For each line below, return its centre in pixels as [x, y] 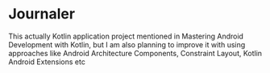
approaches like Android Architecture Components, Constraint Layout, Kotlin [135, 53]
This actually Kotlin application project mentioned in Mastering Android [126, 36]
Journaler [42, 14]
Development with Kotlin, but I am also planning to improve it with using [127, 44]
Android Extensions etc [47, 62]
